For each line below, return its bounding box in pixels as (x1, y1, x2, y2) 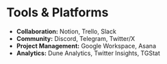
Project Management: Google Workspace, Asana (16, 42, 157, 50)
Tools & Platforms (6, 5, 109, 20)
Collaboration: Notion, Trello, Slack (16, 27, 117, 35)
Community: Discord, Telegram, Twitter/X (16, 34, 136, 42)
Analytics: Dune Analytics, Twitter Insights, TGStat (16, 49, 160, 57)
